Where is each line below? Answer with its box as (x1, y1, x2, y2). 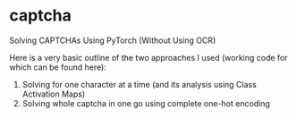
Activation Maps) (21, 88, 86, 99)
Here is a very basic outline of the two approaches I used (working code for (9, 52, 288, 63)
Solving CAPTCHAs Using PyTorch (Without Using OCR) (9, 35, 216, 46)
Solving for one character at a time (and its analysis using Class (21, 79, 257, 89)
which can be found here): (9, 62, 107, 72)
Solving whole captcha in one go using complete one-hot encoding (21, 97, 270, 108)
